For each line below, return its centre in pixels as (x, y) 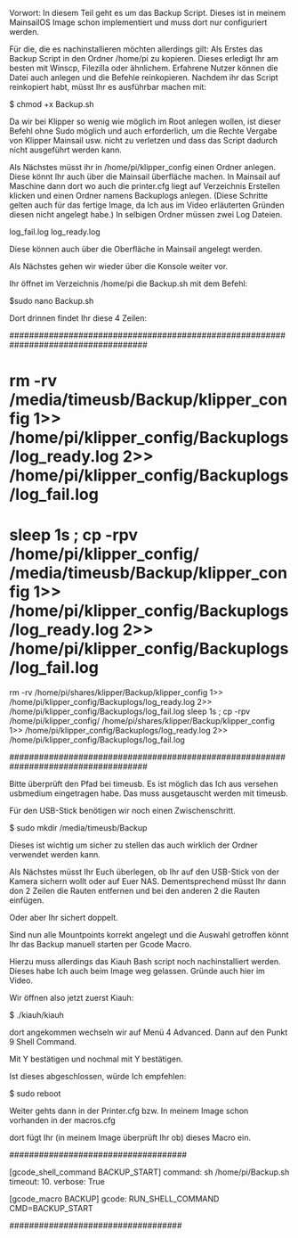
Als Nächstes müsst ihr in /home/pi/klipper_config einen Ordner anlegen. (142, 167)
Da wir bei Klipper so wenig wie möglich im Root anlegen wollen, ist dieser (145, 121)
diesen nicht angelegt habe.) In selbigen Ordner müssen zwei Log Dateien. (146, 214)
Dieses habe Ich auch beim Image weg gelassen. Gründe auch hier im (137, 972)
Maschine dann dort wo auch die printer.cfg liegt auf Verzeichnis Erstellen (145, 186)
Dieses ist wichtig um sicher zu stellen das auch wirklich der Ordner (133, 845)
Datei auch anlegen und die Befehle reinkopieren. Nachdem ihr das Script (144, 78)
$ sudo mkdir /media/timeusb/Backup (78, 828)
